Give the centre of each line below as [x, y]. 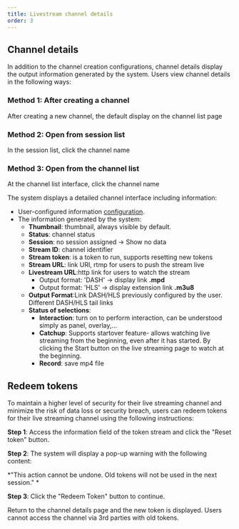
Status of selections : [60, 311]
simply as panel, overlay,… [78, 326]
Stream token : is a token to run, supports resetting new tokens [121, 257]
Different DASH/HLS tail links [71, 303]
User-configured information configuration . [81, 212]
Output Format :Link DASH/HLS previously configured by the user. [125, 295]
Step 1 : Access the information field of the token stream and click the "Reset [119, 432]
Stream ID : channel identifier [71, 250]
